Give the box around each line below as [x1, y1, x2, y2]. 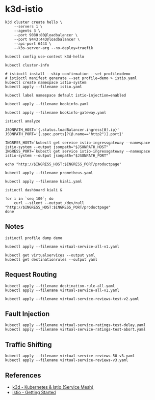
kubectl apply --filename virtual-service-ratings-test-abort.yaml [5, 327, 146, 332]
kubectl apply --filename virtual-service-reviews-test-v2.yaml [5, 296, 139, 301]
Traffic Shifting [5, 340, 52, 349]
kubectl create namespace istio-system [5, 80, 87, 85]
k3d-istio [5, 3, 43, 15]
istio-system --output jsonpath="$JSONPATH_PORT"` [5, 153, 111, 158]
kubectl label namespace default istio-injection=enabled [5, 92, 126, 98]
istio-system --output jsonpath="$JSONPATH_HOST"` [5, 144, 111, 150]
